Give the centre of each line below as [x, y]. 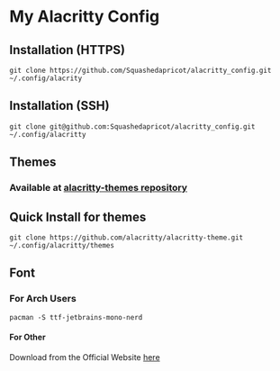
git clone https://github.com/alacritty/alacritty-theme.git [126, 237]
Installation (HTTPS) [68, 50]
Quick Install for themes [78, 217]
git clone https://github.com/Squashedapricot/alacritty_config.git [140, 70]
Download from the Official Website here [85, 357]
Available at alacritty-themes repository [98, 188]
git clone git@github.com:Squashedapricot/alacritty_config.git [132, 127]
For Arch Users [43, 299]
